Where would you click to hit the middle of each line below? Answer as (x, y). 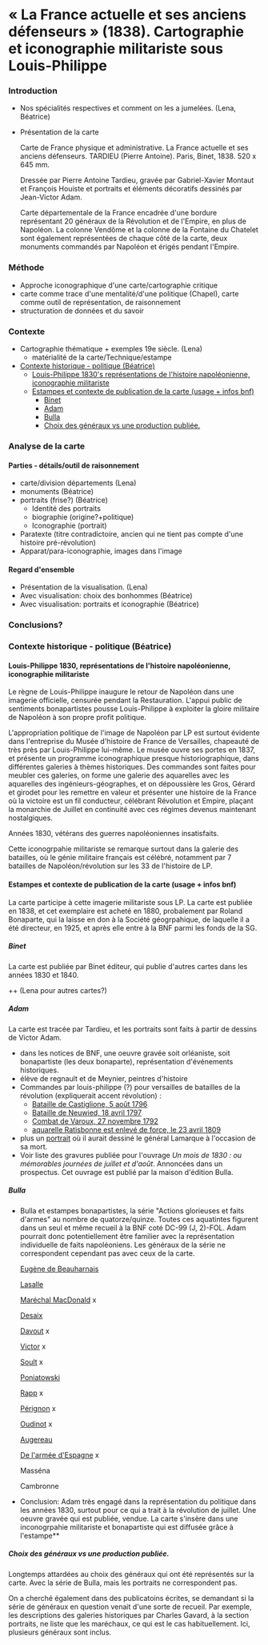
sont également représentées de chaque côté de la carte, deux (124, 239)
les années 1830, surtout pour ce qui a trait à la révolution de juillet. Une (138, 1510)
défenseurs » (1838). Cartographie (126, 32)
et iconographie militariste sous (116, 49)
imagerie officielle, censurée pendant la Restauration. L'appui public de (125, 700)
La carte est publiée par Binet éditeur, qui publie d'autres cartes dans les (128, 966)
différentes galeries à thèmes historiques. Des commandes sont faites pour (132, 767)
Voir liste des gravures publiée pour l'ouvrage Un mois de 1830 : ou (131, 1155)
